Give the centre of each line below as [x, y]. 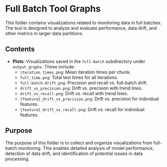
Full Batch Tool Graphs [53, 9]
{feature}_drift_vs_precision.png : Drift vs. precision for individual [89, 99]
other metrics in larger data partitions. [44, 33]
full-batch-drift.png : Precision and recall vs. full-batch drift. [84, 82]
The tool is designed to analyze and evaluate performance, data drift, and [81, 28]
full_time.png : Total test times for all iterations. [69, 77]
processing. [18, 158]
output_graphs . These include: [44, 66]
